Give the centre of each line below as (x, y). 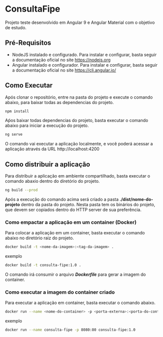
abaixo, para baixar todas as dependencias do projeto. (59, 102)
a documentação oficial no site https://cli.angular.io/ (64, 70)
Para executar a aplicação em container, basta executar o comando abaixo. (80, 303)
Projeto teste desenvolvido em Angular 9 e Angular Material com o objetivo (80, 22)
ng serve (14, 135)
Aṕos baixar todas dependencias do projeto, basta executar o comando (77, 121)
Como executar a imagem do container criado (60, 292)
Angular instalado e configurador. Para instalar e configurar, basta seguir (85, 65)
